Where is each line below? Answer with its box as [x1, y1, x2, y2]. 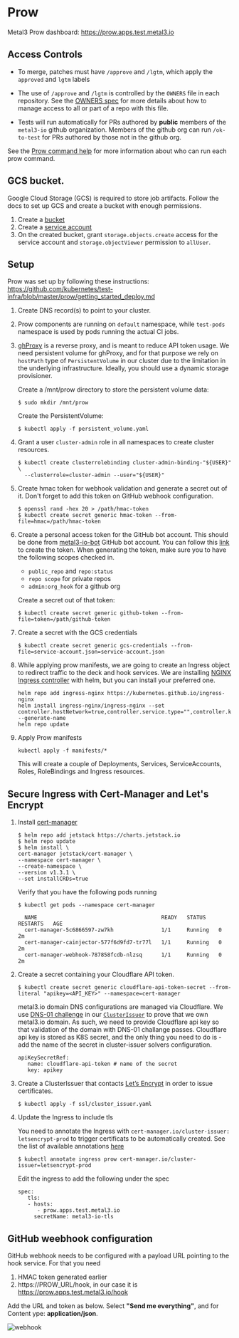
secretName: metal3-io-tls [33, 1213, 114, 1221]
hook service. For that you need [7, 1259, 101, 1268]
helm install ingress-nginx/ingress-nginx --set [17, 702, 165, 709]
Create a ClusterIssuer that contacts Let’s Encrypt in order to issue [17, 1080, 213, 1088]
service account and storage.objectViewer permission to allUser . [17, 238, 211, 246]
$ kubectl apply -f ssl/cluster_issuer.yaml [17, 1101, 152, 1108]
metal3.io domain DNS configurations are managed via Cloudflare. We [17, 1003, 223, 1011]
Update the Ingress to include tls [17, 1113, 114, 1122]
